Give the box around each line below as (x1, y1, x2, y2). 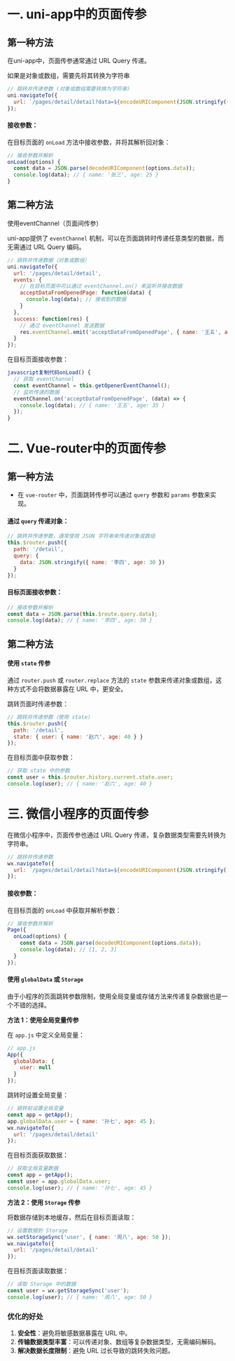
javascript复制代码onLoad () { (7, 369, 91, 376)
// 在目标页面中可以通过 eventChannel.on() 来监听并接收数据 (20, 283, 183, 290)
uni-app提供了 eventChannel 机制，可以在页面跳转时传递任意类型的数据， (7, 234, 218, 242)
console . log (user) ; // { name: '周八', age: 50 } (7, 1294, 152, 1301)
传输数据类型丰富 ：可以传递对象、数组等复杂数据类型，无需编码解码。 (17, 1338, 220, 1346)
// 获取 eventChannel (13, 376, 75, 383)
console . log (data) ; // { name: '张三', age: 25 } (13, 171, 159, 179)
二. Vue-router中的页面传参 (7, 441, 166, 457)
